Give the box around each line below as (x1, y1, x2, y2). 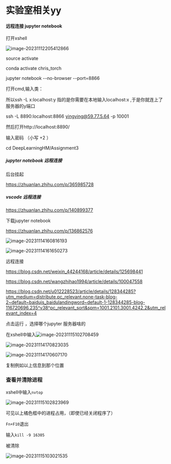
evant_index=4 (6, 310, 37, 317)
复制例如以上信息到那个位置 (6, 362, 64, 369)
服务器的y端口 (6, 103, 35, 109)
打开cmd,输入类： (6, 86, 43, 92)
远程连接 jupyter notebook (6, 23, 63, 29)
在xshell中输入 (6, 331, 36, 338)
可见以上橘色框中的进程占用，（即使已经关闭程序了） (6, 410, 115, 416)
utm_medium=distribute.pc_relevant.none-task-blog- (6, 294, 118, 300)
